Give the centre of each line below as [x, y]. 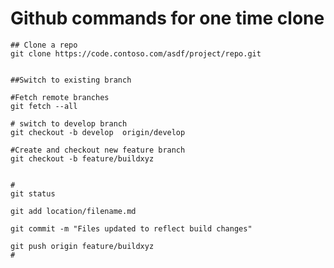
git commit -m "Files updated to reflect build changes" [131, 228]
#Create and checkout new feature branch [98, 150]
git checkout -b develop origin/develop [98, 132]
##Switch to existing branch [71, 80]
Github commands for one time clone [167, 18]
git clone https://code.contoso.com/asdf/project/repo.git [136, 53]
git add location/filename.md [73, 211]
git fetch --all [44, 106]
